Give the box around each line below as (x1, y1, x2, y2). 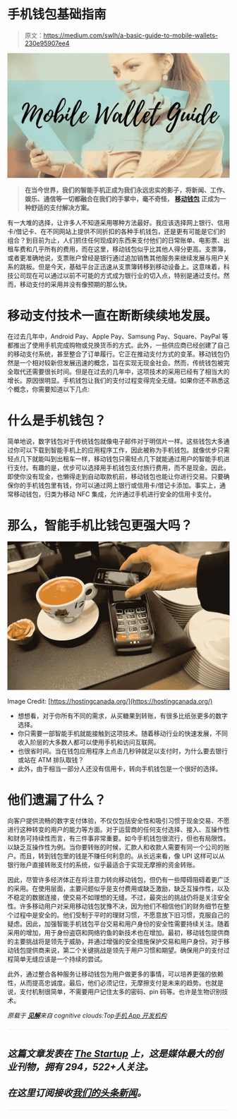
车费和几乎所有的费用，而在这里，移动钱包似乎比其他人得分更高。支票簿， (13, 245, 230, 254)
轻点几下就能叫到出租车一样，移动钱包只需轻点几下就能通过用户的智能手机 (7, 455, 224, 463)
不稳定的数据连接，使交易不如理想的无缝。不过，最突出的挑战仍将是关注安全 (7, 893, 230, 902)
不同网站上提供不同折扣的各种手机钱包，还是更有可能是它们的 (47, 227, 226, 236)
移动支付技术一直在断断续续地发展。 (7, 307, 218, 324)
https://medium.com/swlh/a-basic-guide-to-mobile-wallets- (43, 31, 219, 39)
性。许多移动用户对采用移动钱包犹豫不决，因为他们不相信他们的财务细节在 (7, 902, 224, 910)
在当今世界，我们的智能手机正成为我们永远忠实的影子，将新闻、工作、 (24, 186, 229, 195)
